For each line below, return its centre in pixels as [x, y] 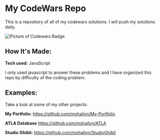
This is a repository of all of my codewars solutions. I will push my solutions [80, 22]
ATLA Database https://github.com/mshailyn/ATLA [56, 123]
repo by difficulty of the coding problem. [45, 77]
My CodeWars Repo [45, 8]
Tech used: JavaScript [28, 63]
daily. [10, 27]
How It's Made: [28, 51]
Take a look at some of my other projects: [46, 104]
